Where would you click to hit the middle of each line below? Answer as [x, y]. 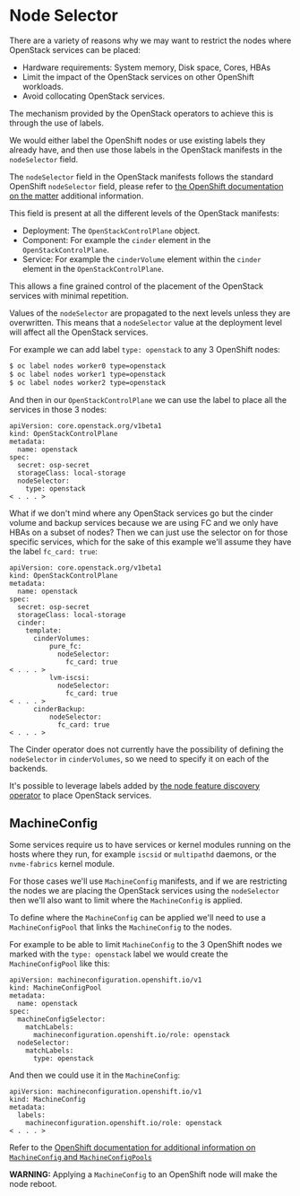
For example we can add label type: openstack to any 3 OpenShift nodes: [145, 349]
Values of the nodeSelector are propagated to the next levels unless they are [150, 313]
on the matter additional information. [77, 196]
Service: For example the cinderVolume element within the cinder [141, 259]
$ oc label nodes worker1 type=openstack [88, 374]
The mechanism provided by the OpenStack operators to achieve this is [141, 113]
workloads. [43, 86]
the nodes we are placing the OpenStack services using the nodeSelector [145, 891]
